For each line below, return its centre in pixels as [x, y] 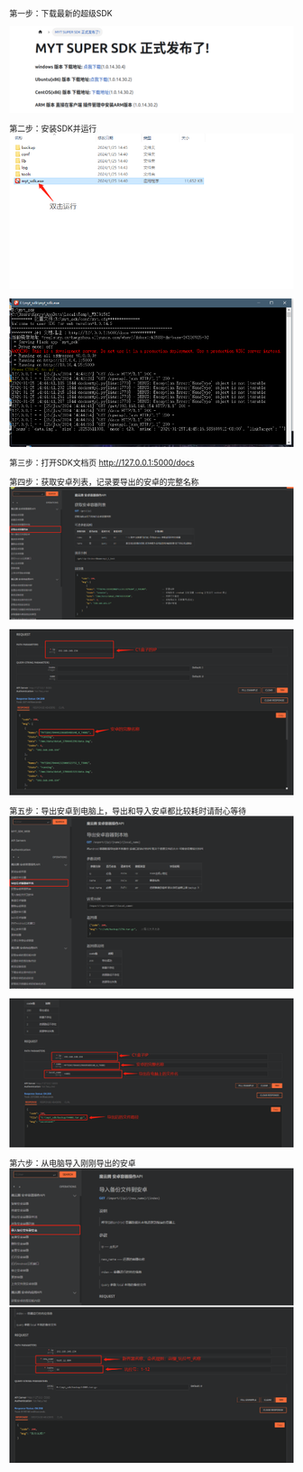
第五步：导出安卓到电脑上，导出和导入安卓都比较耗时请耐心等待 [128, 810]
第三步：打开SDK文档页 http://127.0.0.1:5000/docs [102, 462]
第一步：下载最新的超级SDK [61, 13]
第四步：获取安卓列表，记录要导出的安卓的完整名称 [104, 482]
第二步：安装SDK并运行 [53, 128]
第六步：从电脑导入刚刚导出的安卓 [73, 1163]
